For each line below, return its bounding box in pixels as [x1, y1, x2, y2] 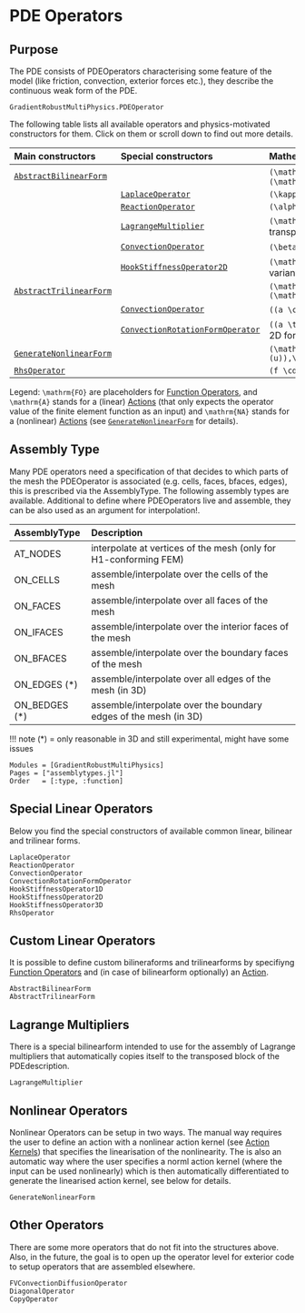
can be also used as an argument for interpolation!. [9, 504, 201, 515]
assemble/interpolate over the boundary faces [90, 646, 289, 659]
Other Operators [9, 1217, 104, 1233]
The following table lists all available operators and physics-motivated [9, 119, 271, 129]
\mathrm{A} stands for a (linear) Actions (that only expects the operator [9, 397, 274, 407]
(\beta [269, 242, 298, 252]
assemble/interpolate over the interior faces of [90, 620, 289, 632]
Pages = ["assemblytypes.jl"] [9, 768, 124, 778]
